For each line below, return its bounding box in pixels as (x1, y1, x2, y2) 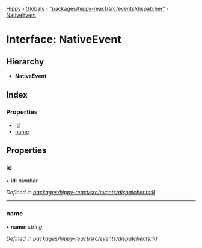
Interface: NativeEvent (6, 33, 121, 46)
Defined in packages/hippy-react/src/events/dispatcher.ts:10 (6, 235, 158, 242)
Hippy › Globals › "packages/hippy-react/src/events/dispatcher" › (6, 5, 169, 12)
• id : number (6, 177, 38, 184)
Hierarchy (6, 57, 44, 67)
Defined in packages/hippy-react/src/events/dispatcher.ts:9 (6, 189, 155, 196)
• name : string (6, 223, 43, 231)
